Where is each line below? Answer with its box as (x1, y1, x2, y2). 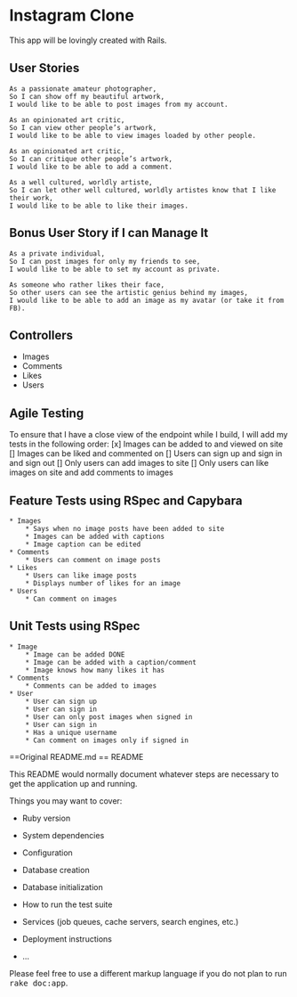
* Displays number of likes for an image (25, 579, 181, 588)
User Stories (9, 61, 80, 76)
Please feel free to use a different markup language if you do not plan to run (9, 968, 287, 978)
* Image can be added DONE (25, 650, 125, 659)
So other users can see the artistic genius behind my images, (9, 288, 249, 297)
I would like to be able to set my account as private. (9, 265, 221, 274)
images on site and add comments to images (9, 467, 173, 478)
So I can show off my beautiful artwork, (9, 92, 165, 101)
